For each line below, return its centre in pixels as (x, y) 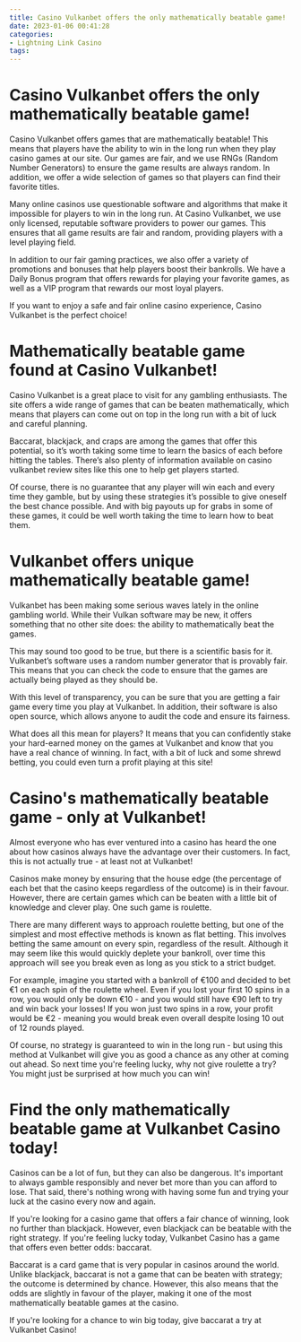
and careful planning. (48, 424)
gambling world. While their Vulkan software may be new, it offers (131, 614)
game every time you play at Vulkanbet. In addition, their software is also (143, 706)
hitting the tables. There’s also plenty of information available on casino (141, 460)
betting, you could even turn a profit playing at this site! (111, 762)
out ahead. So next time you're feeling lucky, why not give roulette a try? (143, 1064)
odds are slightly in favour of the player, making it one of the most (131, 1293)
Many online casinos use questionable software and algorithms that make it (149, 204)
